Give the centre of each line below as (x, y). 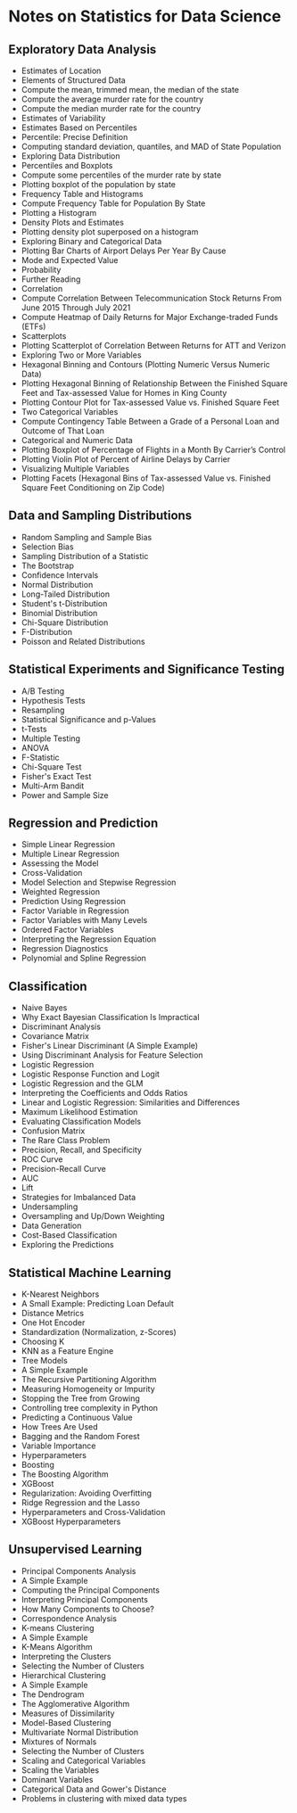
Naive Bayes (44, 1008)
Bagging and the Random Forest (80, 1437)
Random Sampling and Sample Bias (87, 537)
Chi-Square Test (51, 766)
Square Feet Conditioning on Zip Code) (93, 487)
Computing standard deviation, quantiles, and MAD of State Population (151, 146)
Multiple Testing (51, 738)
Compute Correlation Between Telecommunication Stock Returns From (152, 298)
